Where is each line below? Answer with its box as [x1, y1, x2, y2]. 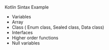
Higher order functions [11, 35, 58, 41]
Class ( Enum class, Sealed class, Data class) [11, 24, 105, 30]
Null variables [11, 40, 40, 46]
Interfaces [11, 30, 33, 35]
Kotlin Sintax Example [4, 4, 49, 10]
